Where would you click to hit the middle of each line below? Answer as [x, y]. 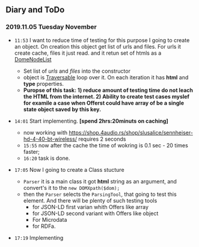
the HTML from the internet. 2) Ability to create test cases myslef [106, 96]
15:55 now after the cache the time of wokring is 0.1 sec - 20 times [106, 145]
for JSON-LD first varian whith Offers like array [90, 207]
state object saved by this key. [62, 109]
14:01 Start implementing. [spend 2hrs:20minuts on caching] [91, 121]
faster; [31, 151]
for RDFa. [44, 226]
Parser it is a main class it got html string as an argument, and [100, 181]
